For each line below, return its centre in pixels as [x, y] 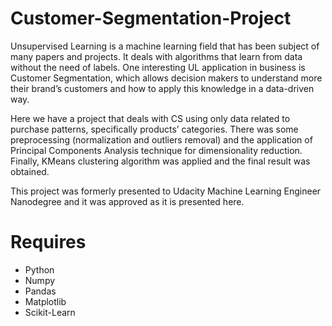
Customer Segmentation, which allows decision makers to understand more [166, 78]
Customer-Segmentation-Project [151, 18]
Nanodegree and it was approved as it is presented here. [127, 201]
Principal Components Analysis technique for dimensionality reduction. [156, 150]
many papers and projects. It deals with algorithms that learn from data [156, 56]
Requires [48, 242]
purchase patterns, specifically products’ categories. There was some [154, 129]
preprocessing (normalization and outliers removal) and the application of [161, 139]
